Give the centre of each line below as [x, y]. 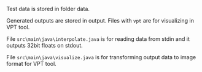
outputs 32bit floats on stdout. [45, 45]
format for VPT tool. [31, 64]
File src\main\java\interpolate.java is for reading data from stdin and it [98, 39]
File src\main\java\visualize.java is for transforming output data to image [101, 57]
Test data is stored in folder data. [48, 9]
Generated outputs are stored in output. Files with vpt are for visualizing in [100, 20]
